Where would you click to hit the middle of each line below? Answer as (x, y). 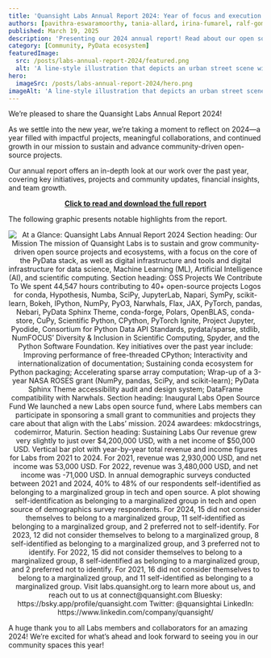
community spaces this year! (56, 645)
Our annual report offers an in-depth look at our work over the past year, (129, 171)
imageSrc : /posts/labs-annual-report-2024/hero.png (104, 83)
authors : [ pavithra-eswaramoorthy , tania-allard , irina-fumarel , (120, 23)
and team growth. (38, 188)
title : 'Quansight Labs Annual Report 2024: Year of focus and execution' (137, 16)
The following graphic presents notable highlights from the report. (118, 220)
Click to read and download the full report (135, 203)
